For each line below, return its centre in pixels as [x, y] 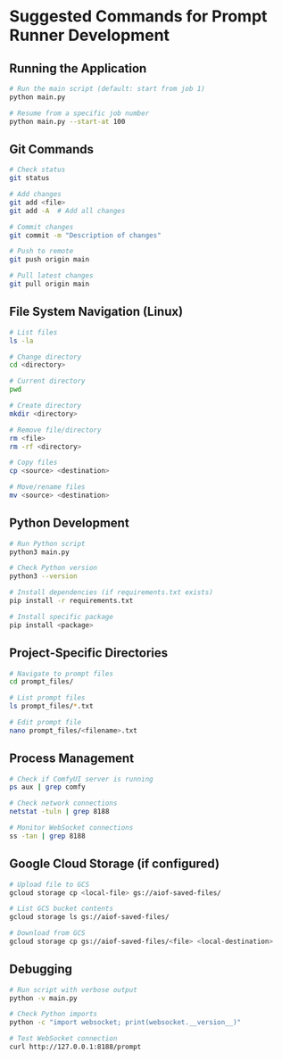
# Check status [37, 170]
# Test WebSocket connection [63, 1039]
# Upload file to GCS [50, 884]
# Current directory [48, 381]
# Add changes [36, 195]
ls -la [21, 341]
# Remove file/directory [55, 430]
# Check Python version [54, 568]
